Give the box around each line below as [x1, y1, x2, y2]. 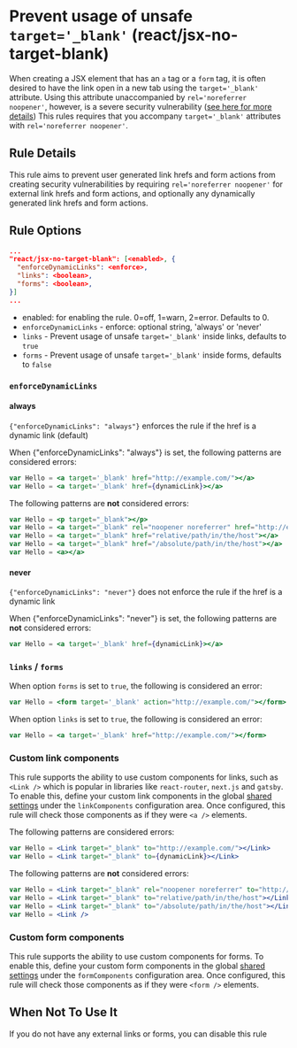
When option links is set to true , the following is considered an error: [9, 714, 263, 725]
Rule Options [9, 223, 82, 238]
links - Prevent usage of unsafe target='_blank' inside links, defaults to [21, 330, 287, 342]
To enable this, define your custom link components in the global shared [9, 790, 272, 802]
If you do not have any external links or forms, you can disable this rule [9, 1029, 268, 1039]
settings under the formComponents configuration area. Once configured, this [9, 969, 286, 980]
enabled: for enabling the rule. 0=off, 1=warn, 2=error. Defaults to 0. [21, 312, 270, 322]
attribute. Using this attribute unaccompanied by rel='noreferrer [9, 91, 247, 103]
